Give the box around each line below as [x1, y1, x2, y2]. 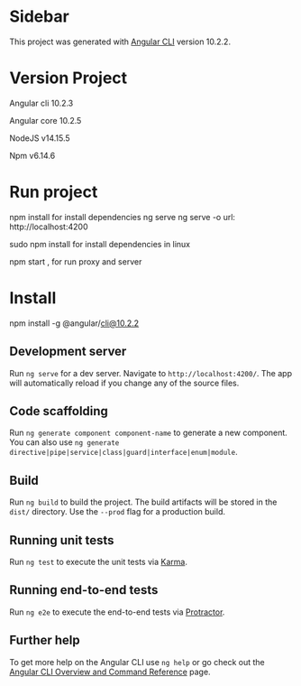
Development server [9, 344, 127, 359]
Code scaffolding [9, 403, 108, 419]
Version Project [9, 68, 128, 88]
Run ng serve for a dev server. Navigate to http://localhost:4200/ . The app [9, 367, 293, 378]
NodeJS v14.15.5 [9, 133, 70, 144]
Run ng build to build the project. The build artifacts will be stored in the [9, 496, 278, 507]
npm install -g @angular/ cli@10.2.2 [9, 318, 140, 329]
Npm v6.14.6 [9, 150, 56, 161]
